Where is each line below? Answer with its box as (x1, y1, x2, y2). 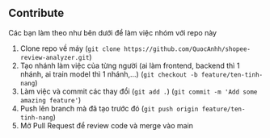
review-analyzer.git (19, 53, 90, 61)
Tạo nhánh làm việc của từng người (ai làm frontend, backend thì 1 (19, 61, 240, 70)
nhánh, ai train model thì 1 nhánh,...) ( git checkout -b (19, 69, 198, 79)
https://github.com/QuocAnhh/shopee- (124, 44, 251, 53)
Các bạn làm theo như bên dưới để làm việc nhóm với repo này (8, 27, 217, 37)
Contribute (8, 6, 65, 20)
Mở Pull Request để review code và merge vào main (19, 120, 194, 130)
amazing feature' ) (19, 94, 82, 104)
